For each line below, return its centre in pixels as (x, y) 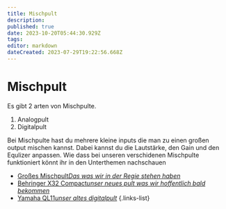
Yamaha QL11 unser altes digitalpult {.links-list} (83, 198)
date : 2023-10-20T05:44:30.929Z (54, 33)
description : (26, 20)
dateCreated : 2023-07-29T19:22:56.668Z (65, 53)
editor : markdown (32, 46)
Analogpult (33, 119)
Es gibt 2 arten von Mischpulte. (52, 106)
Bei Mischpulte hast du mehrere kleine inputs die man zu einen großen (108, 140)
